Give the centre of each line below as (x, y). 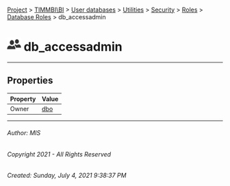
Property (23, 99)
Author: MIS (24, 133)
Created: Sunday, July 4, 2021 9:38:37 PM (67, 176)
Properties (30, 80)
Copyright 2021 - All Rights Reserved (59, 154)
